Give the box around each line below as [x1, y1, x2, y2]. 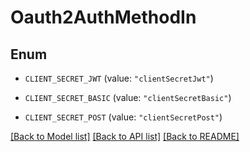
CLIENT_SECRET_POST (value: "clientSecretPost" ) [24, 111, 223, 123]
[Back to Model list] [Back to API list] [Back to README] [10, 131, 240, 142]
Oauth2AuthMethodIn [10, 6, 197, 29]
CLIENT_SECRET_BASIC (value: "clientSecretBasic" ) [24, 92, 232, 103]
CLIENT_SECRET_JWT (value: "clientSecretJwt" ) [24, 72, 214, 84]
